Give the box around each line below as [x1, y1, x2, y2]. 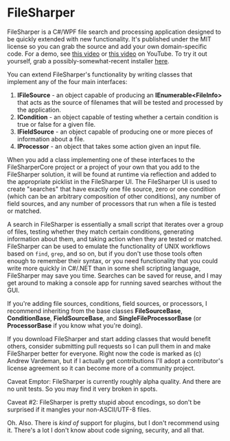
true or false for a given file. [16, 120, 96, 128]
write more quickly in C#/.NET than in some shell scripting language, [7, 264, 201, 272]
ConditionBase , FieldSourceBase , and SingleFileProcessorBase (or [7, 314, 202, 322]
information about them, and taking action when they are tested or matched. [7, 234, 223, 243]
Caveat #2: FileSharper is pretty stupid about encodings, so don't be [7, 398, 201, 406]
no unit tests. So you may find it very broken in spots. [7, 384, 158, 393]
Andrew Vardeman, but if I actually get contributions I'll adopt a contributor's [7, 356, 224, 365]
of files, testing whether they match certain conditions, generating [7, 227, 194, 236]
